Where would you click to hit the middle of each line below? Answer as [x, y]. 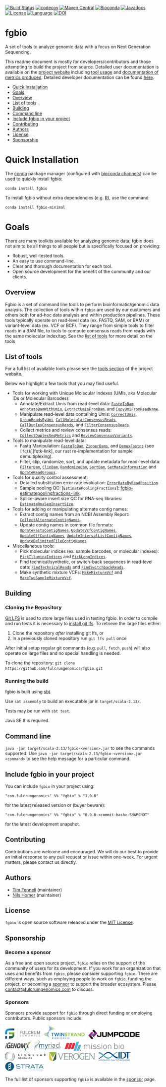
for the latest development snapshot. [43, 824]
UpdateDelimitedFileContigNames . [54, 541]
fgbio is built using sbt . [28, 692]
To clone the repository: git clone [40, 663]
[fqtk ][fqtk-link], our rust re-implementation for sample [76, 451]
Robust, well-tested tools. [38, 256]
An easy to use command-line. [44, 261]
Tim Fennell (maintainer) [37, 890]
